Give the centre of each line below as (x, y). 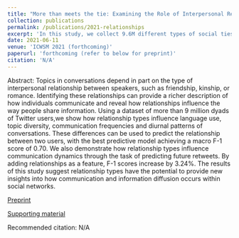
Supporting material (36, 213)
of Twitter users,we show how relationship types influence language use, (115, 118)
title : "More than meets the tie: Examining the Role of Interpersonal (116, 14)
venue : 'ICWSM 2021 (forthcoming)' (60, 47)
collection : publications (46, 21)
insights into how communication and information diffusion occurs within (114, 178)
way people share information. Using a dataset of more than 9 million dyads (118, 110)
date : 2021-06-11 (33, 40)
